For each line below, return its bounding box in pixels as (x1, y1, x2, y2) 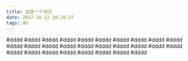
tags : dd (6, 20, 28, 26)
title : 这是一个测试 (6, 8, 52, 15)
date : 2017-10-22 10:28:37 (6, 14, 74, 20)
